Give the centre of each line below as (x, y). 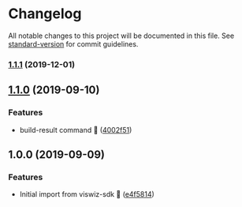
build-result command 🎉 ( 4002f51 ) (76, 130)
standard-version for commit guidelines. (73, 43)
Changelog (45, 14)
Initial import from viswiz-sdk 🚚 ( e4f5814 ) (87, 194)
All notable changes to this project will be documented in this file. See (121, 36)
